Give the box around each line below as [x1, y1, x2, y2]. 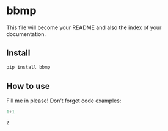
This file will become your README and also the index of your [6, 24, 162, 31]
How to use [6, 81, 50, 91]
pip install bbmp [6, 64, 51, 70]
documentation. [6, 30, 46, 37]
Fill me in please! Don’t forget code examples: [6, 97, 122, 104]
